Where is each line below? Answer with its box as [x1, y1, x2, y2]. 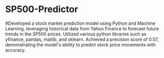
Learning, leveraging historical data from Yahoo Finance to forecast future [5, 25, 159, 31]
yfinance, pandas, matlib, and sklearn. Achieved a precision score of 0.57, [5, 36, 159, 42]
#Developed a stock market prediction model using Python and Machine [5, 20, 155, 26]
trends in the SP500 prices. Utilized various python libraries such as [5, 31, 146, 37]
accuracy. [5, 47, 26, 53]
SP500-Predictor [5, 4, 78, 15]
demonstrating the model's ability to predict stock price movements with [5, 41, 156, 47]
